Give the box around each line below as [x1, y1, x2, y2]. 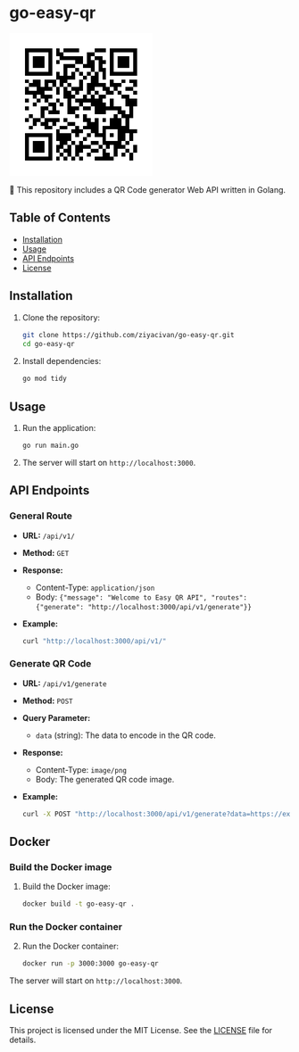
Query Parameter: [21, 712, 91, 723]
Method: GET [21, 547, 70, 558]
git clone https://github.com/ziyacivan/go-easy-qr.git [21, 330, 235, 339]
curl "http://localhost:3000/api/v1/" [21, 636, 167, 645]
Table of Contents [9, 211, 112, 226]
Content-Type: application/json [35, 582, 155, 592]
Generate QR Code [9, 658, 92, 670]
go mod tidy [21, 374, 67, 384]
